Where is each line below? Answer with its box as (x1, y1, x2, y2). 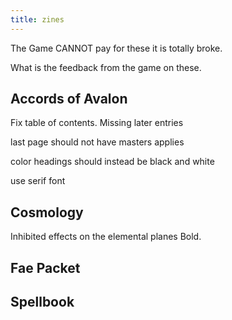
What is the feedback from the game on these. (10, 61, 202, 73)
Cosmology (10, 204, 84, 221)
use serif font (10, 175, 66, 187)
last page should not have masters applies (10, 136, 185, 148)
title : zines (10, 14, 65, 25)
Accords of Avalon (10, 91, 128, 108)
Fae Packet (10, 259, 81, 276)
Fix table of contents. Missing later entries (10, 117, 184, 129)
